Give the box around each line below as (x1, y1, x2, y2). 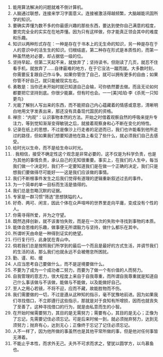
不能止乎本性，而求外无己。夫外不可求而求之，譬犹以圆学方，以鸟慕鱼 (12, 340, 154, 346)
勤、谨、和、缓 (12, 255, 43, 261)
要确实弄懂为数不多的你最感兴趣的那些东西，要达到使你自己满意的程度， (12, 22, 158, 28)
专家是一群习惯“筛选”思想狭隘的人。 (12, 194, 85, 200)
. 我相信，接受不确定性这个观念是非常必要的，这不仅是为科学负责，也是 (12, 151, 157, 156)
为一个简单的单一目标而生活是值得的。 (12, 181, 90, 187)
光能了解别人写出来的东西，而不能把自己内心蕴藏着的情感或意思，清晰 (12, 102, 154, 108)
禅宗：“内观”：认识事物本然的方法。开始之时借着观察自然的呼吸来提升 (12, 114, 154, 120)
